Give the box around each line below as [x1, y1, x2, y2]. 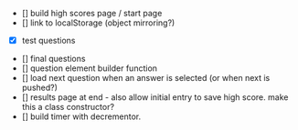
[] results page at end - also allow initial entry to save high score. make [21, 92, 289, 103]
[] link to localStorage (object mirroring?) [21, 17, 176, 28]
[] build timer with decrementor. [21, 111, 142, 122]
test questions [21, 35, 76, 45]
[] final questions [21, 54, 86, 65]
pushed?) [21, 82, 59, 94]
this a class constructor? [21, 102, 115, 113]
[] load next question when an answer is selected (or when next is [21, 73, 271, 84]
